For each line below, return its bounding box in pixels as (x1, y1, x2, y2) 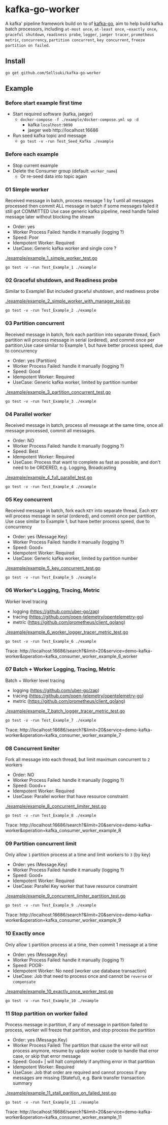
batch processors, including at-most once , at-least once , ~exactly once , (5, 25, 158, 32)
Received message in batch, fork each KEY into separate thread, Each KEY (5, 508, 158, 514)
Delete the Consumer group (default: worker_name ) (12, 168, 118, 174)
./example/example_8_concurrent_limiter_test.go (5, 803, 107, 809)
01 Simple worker (5, 186, 49, 193)
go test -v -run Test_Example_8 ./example (5, 813, 96, 818)
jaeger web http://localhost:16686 (27, 127, 99, 133)
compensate (12, 979, 36, 984)
